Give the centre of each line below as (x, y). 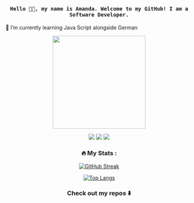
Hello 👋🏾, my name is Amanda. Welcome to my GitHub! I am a (99, 9)
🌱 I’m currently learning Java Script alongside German (71, 28)
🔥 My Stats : (99, 153)
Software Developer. (99, 15)
